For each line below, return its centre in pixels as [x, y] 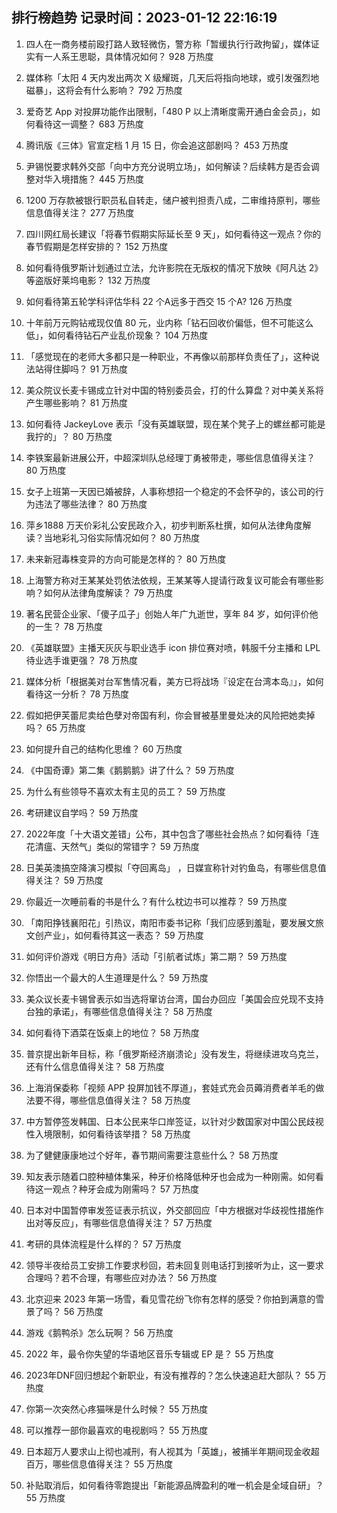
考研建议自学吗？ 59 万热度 [82, 812]
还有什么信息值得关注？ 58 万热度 [95, 1066]
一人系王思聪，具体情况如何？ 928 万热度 [128, 56]
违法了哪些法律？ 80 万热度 [91, 504]
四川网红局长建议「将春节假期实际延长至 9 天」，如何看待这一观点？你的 [173, 234]
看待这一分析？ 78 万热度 [77, 694]
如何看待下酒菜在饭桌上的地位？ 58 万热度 [112, 1032]
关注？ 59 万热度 [69, 880]
